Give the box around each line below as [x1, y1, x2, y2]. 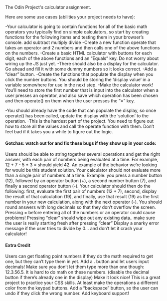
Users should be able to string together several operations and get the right [5, 151, 161, 157]
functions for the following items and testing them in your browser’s [5, 34, 144, 40]
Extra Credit [5, 242, 31, 248]
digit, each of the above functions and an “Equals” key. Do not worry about [5, 55, 159, 61]
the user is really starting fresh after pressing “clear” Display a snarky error [5, 220, 160, 226]
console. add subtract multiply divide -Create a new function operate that [5, 39, 156, 45]
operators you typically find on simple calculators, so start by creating [5, 29, 149, 34]
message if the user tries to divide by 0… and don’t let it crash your [5, 226, 143, 232]
